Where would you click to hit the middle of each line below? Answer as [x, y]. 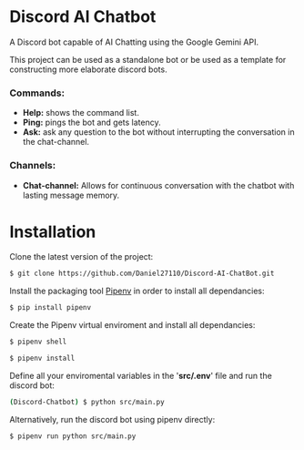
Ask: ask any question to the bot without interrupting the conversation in [158, 132]
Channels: [33, 166]
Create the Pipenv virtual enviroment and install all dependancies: [132, 325]
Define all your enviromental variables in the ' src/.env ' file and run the [141, 375]
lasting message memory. [71, 195]
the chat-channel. [56, 142]
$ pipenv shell [38, 342]
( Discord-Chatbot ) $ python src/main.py [87, 402]
